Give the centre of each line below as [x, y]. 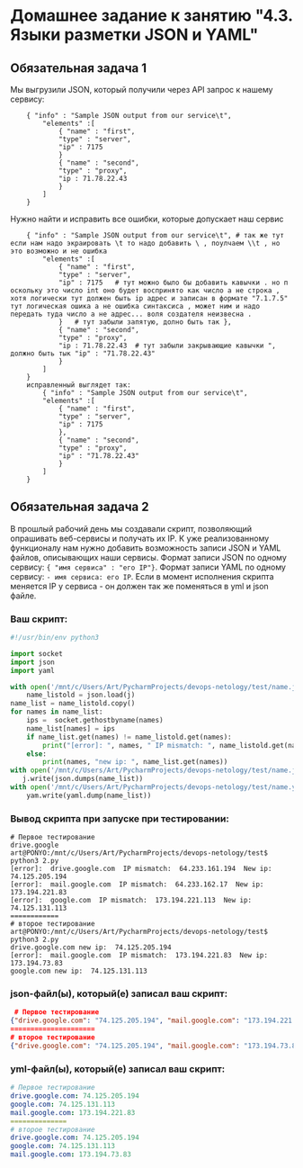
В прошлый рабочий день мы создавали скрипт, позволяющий [131, 528]
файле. [23, 596]
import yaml [32, 670]
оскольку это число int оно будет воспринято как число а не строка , [145, 291]
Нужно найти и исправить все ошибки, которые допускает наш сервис [147, 219]
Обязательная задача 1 [79, 68]
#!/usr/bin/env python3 [55, 638]
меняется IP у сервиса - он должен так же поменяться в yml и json [139, 586]
